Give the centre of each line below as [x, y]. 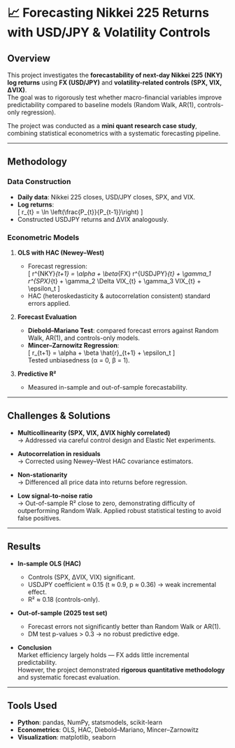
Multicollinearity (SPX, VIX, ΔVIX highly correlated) [94, 432]
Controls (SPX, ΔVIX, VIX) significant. [81, 577]
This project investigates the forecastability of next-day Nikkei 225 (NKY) [115, 75]
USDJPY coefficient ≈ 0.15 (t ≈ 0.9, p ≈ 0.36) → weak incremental [122, 584]
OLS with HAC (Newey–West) [61, 253]
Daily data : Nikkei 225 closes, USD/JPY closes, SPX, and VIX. [106, 197]
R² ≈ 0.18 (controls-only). [64, 599]
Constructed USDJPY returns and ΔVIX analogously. [93, 219]
